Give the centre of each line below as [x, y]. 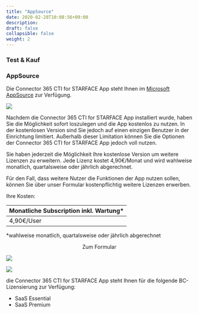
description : [22, 23]
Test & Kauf [23, 60]
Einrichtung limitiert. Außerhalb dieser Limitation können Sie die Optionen [95, 136]
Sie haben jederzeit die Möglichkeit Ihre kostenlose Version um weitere [92, 154]
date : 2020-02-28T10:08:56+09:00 [47, 17]
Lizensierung [22, 287]
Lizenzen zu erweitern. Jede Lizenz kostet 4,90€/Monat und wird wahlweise [99, 161]
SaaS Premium [33, 305]
